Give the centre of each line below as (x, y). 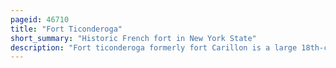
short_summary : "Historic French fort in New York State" (133, 38)
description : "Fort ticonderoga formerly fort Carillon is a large (154, 47)
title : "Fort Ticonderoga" (66, 29)
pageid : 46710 (40, 19)
